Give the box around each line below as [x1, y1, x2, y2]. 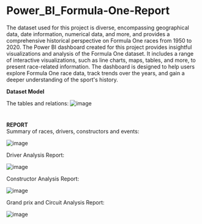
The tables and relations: [6, 99, 69, 107]
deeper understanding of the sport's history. [6, 76, 118, 83]
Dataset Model [6, 88, 45, 95]
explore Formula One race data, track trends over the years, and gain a [6, 69, 185, 77]
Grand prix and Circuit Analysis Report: [6, 199, 105, 206]
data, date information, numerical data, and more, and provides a [6, 30, 170, 37]
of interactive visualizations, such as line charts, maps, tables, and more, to [6, 56, 196, 64]
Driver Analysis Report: [6, 151, 65, 159]
